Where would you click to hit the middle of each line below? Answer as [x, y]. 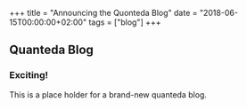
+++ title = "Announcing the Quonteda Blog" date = [103, 13]
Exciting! [29, 75]
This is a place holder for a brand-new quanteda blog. [108, 94]
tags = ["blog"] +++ [125, 22]
